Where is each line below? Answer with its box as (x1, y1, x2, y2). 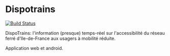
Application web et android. (5, 45, 63, 51)
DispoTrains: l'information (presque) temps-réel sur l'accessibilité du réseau (5, 30, 165, 36)
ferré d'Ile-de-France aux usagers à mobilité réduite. (5, 35, 116, 41)
